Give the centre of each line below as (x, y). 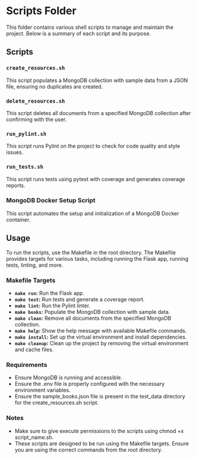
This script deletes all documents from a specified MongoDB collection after (99, 113)
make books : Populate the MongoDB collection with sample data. (92, 312)
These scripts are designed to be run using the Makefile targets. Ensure (102, 443)
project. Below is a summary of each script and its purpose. (79, 33)
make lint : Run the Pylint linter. (52, 306)
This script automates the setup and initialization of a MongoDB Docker (93, 213)
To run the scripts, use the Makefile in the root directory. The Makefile (91, 253)
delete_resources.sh (36, 101)
